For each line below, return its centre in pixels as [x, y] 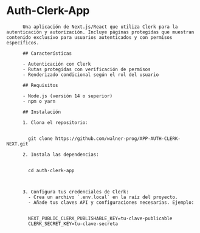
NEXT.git [17, 144]
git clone [40, 138]
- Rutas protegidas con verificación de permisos [86, 69]
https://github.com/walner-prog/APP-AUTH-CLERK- [118, 138]
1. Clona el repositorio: [55, 122]
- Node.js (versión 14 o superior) [67, 96]
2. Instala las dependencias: [60, 155]
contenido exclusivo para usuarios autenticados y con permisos [89, 37]
